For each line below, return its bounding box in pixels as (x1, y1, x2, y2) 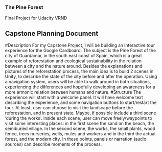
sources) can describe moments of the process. (5, 141, 102, 147)
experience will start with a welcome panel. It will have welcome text (5, 95, 143, 101)
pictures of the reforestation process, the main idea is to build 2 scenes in (5, 68, 154, 75)
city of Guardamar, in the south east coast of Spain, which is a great (5, 53, 142, 59)
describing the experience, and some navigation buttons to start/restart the (5, 100, 157, 105)
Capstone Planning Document (5, 29, 99, 38)
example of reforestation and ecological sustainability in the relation (5, 58, 142, 64)
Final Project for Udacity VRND (5, 15, 68, 21)
